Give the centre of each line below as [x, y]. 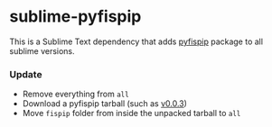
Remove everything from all [75, 94]
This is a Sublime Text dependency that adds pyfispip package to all [136, 41]
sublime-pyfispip [75, 17]
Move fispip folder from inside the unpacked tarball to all [131, 113]
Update [26, 74]
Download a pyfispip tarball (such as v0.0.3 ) [105, 104]
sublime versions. [42, 50]
